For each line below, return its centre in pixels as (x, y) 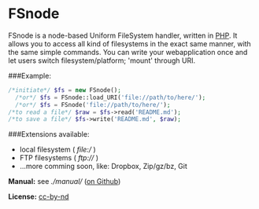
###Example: (30, 75)
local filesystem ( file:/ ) (57, 149)
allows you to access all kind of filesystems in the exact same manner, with (130, 43)
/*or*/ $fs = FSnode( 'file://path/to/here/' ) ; (93, 104)
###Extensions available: (49, 134)
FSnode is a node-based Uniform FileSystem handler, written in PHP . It (123, 35)
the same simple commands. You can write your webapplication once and (128, 52)
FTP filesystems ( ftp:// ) (59, 158)
